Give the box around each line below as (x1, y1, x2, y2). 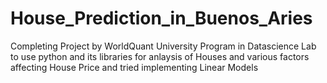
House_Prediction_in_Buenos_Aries (10, 7, 313, 30)
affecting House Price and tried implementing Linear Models (10, 61, 259, 73)
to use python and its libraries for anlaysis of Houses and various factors (10, 50, 310, 62)
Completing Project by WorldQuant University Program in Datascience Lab (10, 40, 317, 52)
